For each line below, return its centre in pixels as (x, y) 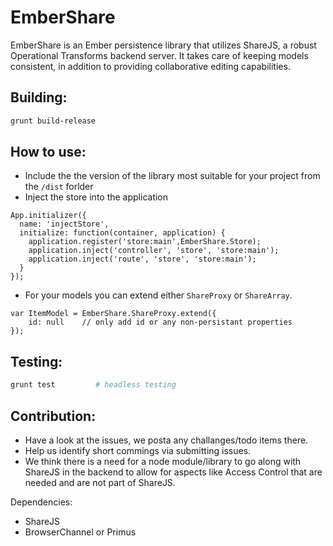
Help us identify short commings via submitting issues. (138, 450)
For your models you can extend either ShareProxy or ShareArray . (158, 295)
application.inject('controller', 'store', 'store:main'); (154, 251)
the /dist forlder (59, 187)
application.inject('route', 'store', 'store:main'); (142, 259)
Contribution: (53, 416)
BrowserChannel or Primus (80, 532)
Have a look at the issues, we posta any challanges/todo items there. (166, 440)
